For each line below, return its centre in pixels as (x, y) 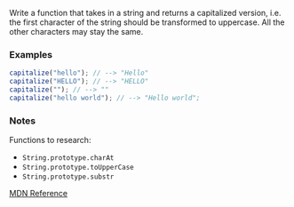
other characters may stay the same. (76, 32)
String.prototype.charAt (68, 158)
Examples (31, 54)
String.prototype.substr (68, 177)
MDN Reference (39, 194)
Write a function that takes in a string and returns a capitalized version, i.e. (145, 13)
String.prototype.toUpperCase (78, 168)
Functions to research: (50, 140)
